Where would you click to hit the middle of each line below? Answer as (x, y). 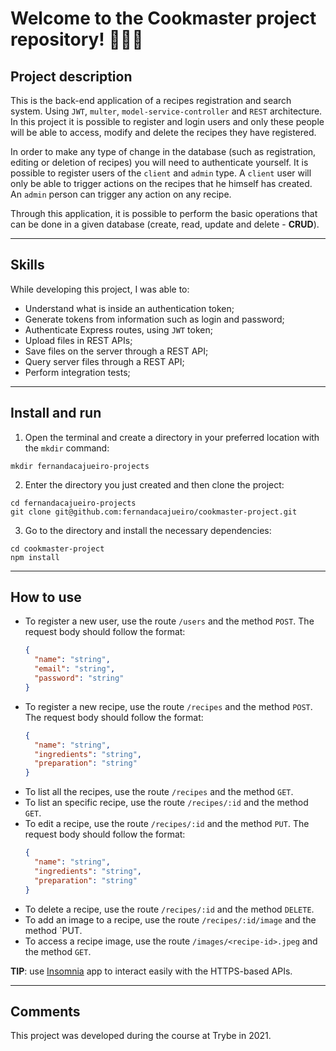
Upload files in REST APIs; (78, 340)
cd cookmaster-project (57, 548)
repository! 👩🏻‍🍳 (77, 39)
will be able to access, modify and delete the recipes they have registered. (163, 132)
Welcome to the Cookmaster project (163, 18)
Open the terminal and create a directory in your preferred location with (172, 437)
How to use (46, 597)
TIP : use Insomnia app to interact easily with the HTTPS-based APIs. (151, 971)
